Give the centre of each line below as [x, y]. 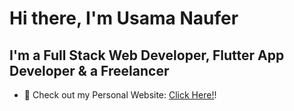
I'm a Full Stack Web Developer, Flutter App [147, 55]
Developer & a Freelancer [89, 70]
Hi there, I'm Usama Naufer [124, 18]
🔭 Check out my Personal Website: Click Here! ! [120, 95]
